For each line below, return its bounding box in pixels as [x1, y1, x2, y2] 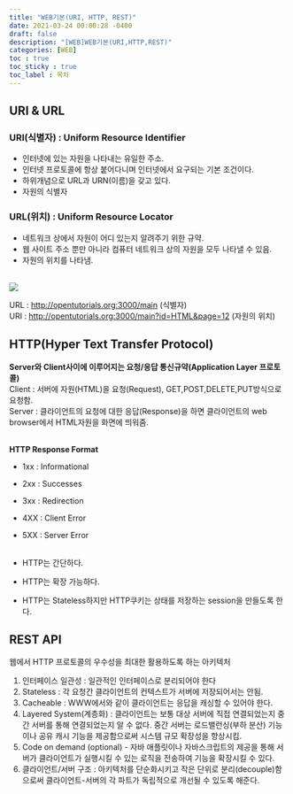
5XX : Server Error [21, 529, 89, 540]
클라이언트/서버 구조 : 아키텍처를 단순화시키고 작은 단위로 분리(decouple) [21, 764, 275, 775]
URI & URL [9, 104, 66, 119]
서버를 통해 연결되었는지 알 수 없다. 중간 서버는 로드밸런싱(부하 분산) [31, 720, 266, 730]
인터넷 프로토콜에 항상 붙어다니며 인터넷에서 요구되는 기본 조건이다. [21, 165, 254, 175]
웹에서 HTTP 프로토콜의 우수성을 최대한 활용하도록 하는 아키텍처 [9, 657, 231, 667]
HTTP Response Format [9, 443, 99, 454]
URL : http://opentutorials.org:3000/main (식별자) [9, 299, 188, 310]
